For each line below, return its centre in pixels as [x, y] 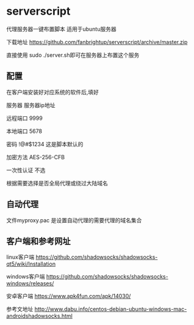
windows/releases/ [30, 283]
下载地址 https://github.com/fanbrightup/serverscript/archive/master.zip [97, 42]
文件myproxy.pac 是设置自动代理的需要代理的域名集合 [74, 220]
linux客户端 [20, 257]
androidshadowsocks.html [40, 316]
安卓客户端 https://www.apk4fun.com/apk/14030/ [69, 296]
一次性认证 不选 [26, 170]
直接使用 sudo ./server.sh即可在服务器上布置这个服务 [73, 55]
